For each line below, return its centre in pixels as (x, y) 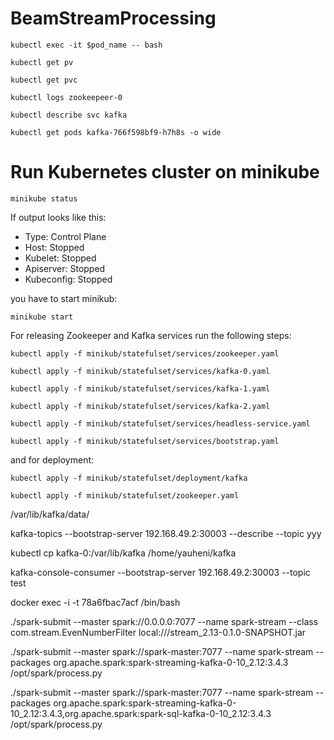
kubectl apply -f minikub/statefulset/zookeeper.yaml (125, 495)
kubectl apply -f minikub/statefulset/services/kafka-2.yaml (140, 406)
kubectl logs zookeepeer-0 (66, 97)
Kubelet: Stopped (60, 258)
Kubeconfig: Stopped (68, 279)
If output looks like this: (58, 217)
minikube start (42, 317)
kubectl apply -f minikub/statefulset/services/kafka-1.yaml (140, 388)
